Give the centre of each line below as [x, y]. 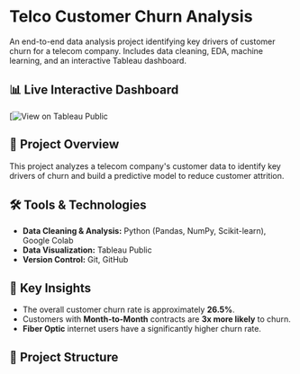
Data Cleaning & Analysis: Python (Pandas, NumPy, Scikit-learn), [144, 231]
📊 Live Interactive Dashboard [94, 90]
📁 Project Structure [64, 357]
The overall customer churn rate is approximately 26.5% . [128, 310]
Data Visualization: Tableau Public [87, 250]
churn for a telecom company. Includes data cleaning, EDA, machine [136, 50]
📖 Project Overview [64, 144]
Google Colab [48, 241]
